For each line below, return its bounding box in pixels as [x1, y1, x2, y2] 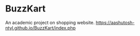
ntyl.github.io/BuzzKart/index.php [5, 24, 76, 30]
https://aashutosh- [95, 19, 135, 25]
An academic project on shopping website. [5, 19, 95, 25]
